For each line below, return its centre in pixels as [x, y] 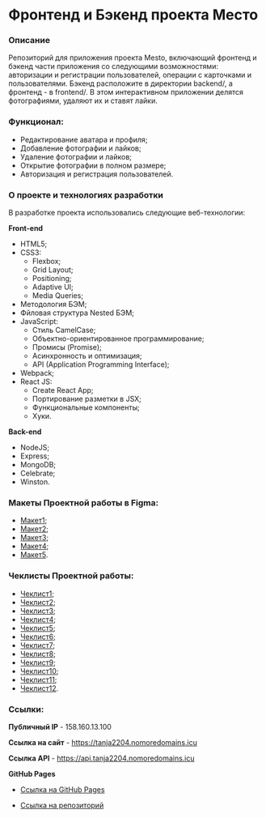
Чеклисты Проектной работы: [71, 576]
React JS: [36, 381]
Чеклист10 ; [39, 671]
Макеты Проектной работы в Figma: [84, 503]
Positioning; [52, 279]
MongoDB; [38, 465]
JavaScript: [39, 322]
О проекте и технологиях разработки [86, 194]
